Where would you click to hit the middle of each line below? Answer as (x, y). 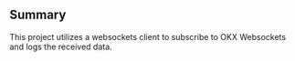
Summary (38, 15)
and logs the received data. (61, 46)
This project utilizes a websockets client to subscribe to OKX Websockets (147, 36)
